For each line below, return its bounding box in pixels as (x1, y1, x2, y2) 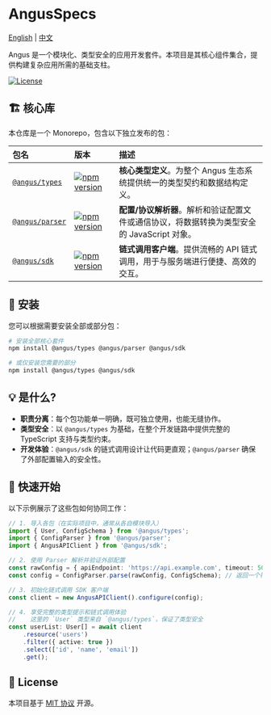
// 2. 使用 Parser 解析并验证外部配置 (8, 557, 126, 565)
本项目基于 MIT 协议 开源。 (8, 698, 98, 708)
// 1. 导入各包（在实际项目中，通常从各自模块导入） (8, 519, 163, 528)
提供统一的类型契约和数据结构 (127, 177, 240, 188)
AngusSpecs (8, 5, 97, 23)
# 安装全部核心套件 (8, 337, 65, 345)
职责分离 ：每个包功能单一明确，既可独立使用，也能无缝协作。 (19, 414, 226, 423)
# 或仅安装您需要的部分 (8, 359, 77, 368)
